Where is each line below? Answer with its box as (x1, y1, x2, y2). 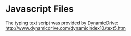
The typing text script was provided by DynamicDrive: (5, 20, 119, 26)
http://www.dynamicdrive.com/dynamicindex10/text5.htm (5, 25, 126, 31)
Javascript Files (5, 3, 74, 15)
